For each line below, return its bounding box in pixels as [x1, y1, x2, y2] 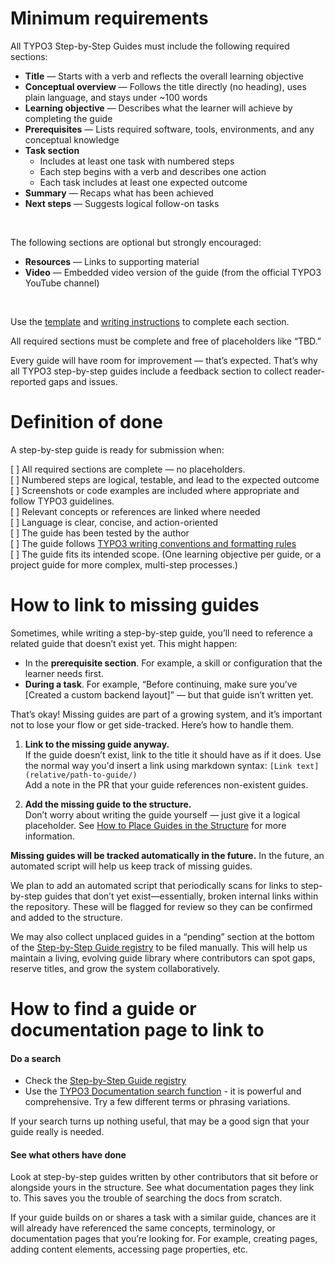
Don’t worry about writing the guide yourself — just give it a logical [24, 808, 301, 821]
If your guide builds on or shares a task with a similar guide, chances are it [10, 1212, 317, 1224]
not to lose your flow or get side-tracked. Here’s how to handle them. [10, 718, 295, 731]
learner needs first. [24, 667, 104, 679]
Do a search [10, 1052, 62, 1064]
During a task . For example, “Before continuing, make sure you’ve [24, 678, 298, 690]
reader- [293, 365, 326, 377]
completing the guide [24, 112, 113, 124]
